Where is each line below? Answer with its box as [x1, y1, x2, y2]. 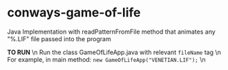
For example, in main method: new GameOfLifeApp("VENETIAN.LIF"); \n [7, 55, 206, 63]
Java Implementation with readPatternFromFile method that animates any [7, 27, 216, 36]
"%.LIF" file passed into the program [7, 34, 112, 43]
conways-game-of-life [7, 5, 141, 21]
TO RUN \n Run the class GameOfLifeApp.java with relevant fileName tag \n [7, 48, 221, 56]
